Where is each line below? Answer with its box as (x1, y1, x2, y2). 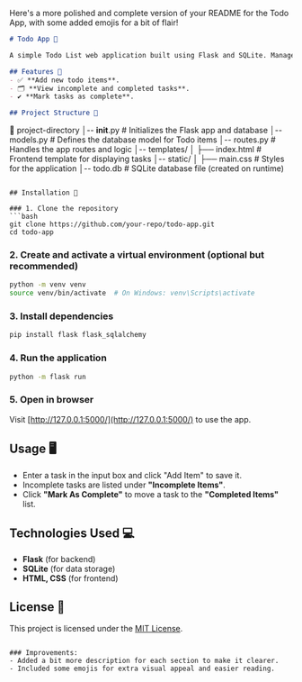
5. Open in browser (9, 394, 94, 406)
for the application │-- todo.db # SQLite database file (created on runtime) (9, 163, 285, 174)
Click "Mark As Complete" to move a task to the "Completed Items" (22, 488, 280, 499)
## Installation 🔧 (9, 188, 78, 197)
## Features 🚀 (9, 67, 63, 76)
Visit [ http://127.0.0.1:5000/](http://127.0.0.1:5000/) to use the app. (9, 414, 252, 424)
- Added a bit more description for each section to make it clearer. (9, 657, 280, 666)
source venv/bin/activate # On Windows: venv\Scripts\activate (9, 288, 255, 298)
